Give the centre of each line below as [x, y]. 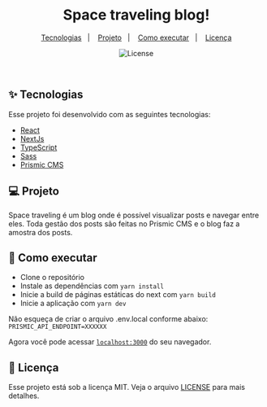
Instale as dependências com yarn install [92, 286]
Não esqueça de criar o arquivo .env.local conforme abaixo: [108, 319]
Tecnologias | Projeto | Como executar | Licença [136, 37]
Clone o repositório [52, 278]
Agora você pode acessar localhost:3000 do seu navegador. [110, 342]
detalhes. [24, 396]
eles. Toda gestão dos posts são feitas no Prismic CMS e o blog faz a [124, 223]
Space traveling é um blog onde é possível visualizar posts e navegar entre [134, 215]
